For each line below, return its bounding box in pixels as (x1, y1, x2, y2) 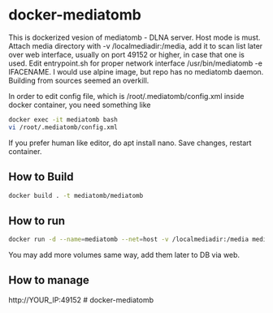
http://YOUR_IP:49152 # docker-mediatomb (8, 294, 154, 305)
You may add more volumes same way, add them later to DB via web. (8, 250, 240, 260)
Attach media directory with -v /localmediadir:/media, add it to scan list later (8, 41, 263, 50)
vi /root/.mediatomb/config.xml (8, 123, 118, 131)
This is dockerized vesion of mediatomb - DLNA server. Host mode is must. (8, 32, 261, 42)
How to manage (8, 273, 89, 287)
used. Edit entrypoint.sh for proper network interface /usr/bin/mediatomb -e (8, 58, 262, 68)
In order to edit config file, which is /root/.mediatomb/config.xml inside (8, 91, 245, 101)
